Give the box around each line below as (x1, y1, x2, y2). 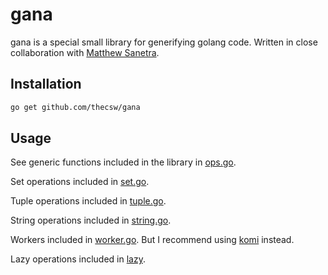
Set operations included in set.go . (10, 176, 150, 188)
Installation (10, 76, 82, 93)
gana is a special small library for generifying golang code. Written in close (10, 36, 318, 48)
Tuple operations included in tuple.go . (10, 195, 167, 207)
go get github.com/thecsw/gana (10, 102, 141, 112)
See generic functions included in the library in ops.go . (10, 156, 237, 168)
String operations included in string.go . (10, 214, 172, 227)
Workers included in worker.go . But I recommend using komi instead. (10, 234, 295, 246)
